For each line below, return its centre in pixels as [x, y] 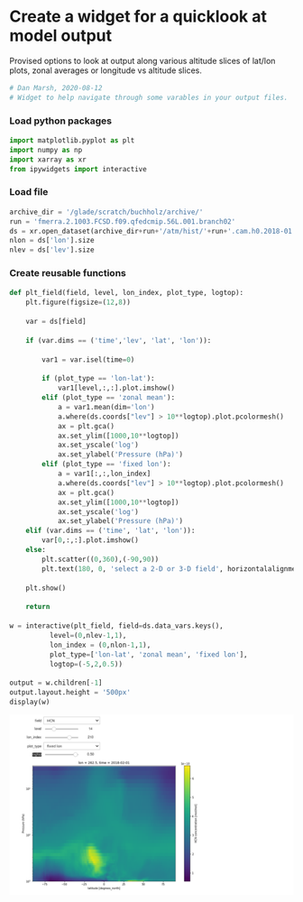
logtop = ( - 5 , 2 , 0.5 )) [86, 664]
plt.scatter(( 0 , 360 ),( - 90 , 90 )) [101, 559]
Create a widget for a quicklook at [138, 17]
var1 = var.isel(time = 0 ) [88, 359]
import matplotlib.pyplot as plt [72, 140]
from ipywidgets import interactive [78, 169]
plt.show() [46, 588]
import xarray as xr [48, 160]
